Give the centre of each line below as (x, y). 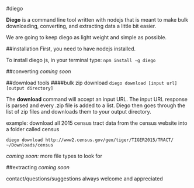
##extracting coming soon (38, 167)
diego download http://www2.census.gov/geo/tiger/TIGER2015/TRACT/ (90, 140)
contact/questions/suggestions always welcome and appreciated (84, 179)
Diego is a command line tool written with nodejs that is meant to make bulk (97, 20)
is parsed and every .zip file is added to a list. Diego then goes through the (96, 105)
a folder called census (33, 129)
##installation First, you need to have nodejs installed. (71, 49)
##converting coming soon (39, 71)
